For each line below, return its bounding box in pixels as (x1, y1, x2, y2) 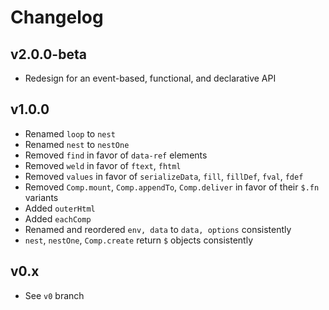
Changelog (10, 6, 104, 29)
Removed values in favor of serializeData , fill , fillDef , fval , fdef (24, 170, 304, 182)
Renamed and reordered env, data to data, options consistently (24, 223, 292, 235)
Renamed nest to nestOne (24, 138, 130, 150)
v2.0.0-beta (10, 46, 87, 63)
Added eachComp (24, 212, 92, 225)
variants (24, 191, 59, 203)
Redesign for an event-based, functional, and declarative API (24, 72, 277, 84)
